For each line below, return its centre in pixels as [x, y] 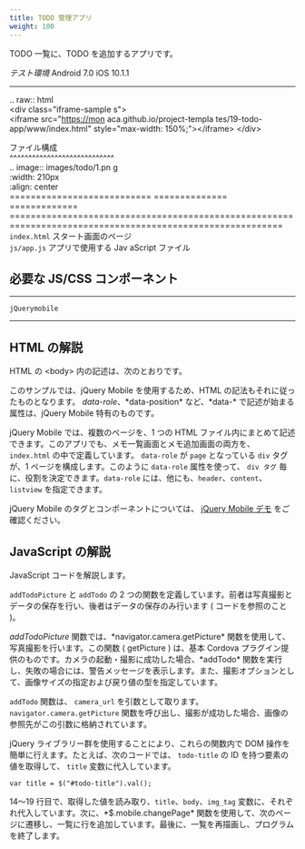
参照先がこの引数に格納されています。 [81, 723]
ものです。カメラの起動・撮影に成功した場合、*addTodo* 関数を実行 [154, 659]
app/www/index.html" [51, 128]
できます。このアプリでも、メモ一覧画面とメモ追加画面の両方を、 [133, 444]
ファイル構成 [33, 147]
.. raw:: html [32, 99]
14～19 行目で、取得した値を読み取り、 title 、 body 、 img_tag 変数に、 [140, 801]
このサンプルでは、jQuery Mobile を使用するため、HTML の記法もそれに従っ [152, 390]
